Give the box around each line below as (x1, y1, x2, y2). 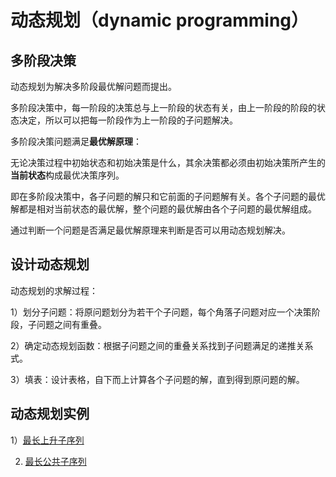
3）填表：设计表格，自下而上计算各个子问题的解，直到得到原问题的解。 (10, 373, 305, 385)
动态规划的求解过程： (10, 284, 98, 296)
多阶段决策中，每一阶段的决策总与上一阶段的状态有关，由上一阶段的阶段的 (10, 102, 317, 113)
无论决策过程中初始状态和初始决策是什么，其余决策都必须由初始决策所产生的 (10, 157, 326, 168)
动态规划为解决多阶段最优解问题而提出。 (10, 81, 177, 92)
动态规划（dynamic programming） (10, 9, 310, 32)
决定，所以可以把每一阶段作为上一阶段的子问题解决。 (18, 114, 238, 126)
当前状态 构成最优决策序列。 (10, 169, 125, 181)
